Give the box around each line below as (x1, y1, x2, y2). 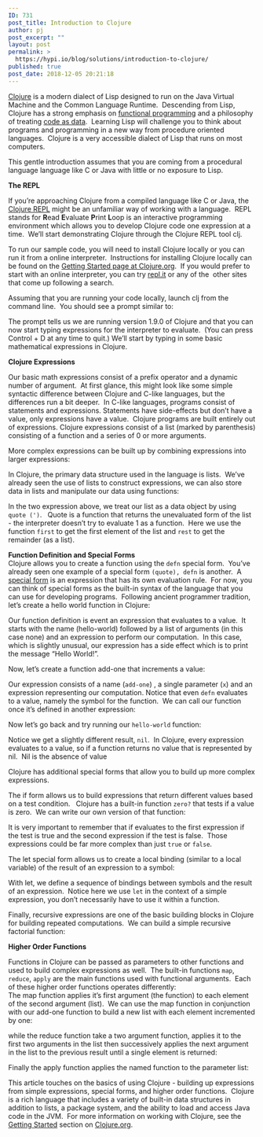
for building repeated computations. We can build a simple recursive (8, 918, 232, 928)
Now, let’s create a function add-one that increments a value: (8, 664, 206, 673)
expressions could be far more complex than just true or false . (8, 839, 213, 848)
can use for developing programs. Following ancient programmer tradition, (8, 591, 251, 602)
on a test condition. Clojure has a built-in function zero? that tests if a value (8, 799, 255, 808)
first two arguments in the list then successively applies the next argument (8, 1039, 249, 1048)
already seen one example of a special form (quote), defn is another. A (8, 567, 242, 576)
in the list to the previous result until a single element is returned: (8, 1047, 217, 1057)
